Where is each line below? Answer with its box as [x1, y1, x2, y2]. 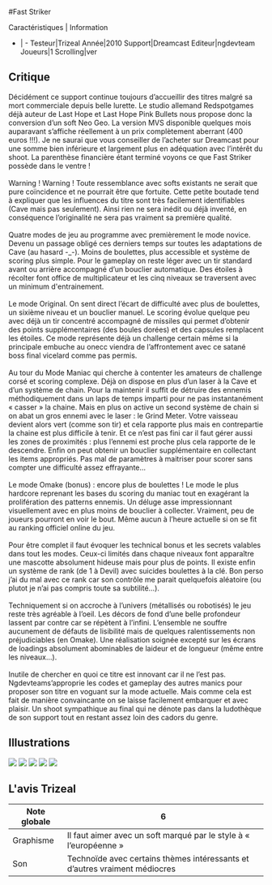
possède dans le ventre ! [8, 161, 91, 170]
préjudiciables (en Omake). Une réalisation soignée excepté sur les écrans [8, 634, 257, 644]
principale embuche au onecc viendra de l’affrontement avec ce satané [8, 342, 246, 351]
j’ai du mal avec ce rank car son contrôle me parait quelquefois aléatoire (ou [8, 574, 261, 584]
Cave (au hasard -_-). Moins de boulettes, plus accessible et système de [8, 247, 250, 256]
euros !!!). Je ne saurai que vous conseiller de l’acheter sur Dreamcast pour [8, 135, 260, 144]
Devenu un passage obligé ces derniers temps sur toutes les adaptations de [8, 238, 262, 248]
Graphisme [12, 835, 54, 846]
